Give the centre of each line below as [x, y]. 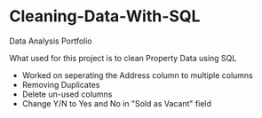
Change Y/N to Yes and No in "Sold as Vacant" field [116, 103]
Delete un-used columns [67, 94]
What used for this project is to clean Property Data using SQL [123, 58]
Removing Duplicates [61, 84]
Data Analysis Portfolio [51, 41]
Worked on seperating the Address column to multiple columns [137, 75]
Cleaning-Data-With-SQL [105, 16]
